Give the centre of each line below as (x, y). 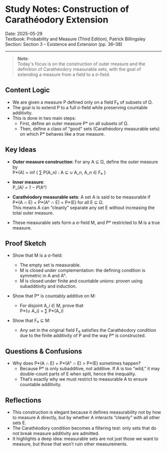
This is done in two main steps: (44, 118)
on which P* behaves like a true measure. (62, 134)
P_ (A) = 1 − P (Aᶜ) (30, 187)
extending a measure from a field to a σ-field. (64, 74)
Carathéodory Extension (57, 20)
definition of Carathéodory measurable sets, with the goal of (79, 69)
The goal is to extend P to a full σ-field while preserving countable (80, 107)
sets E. (19, 423)
